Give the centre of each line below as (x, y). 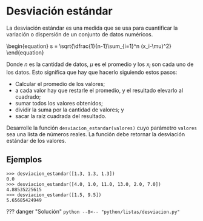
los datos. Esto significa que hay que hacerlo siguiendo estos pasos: (92, 72)
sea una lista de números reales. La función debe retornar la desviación (96, 134)
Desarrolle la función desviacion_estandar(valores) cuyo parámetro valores (102, 128)
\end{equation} (25, 52)
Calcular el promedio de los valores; (60, 84)
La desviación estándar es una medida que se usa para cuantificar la (92, 28)
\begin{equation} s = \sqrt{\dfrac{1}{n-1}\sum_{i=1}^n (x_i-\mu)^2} (89, 46)
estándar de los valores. (36, 140)
